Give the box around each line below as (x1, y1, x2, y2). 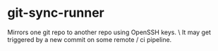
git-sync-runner (7, 5, 104, 21)
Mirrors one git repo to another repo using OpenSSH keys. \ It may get (7, 28, 212, 36)
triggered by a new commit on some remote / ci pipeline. (7, 35, 172, 43)
